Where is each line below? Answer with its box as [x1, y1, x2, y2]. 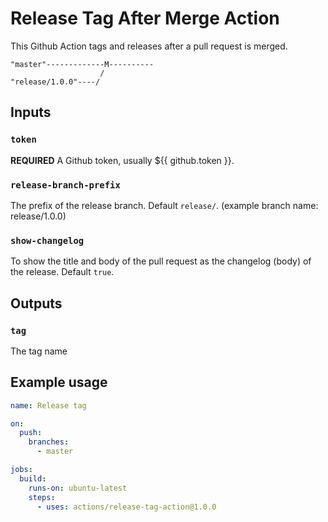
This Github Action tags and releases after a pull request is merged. [10, 40, 288, 52]
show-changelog [10, 235, 85, 246]
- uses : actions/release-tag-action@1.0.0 [36, 502, 217, 512]
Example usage [10, 374, 108, 391]
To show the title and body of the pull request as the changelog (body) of [10, 255, 312, 267]
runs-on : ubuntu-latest [28, 483, 128, 493]
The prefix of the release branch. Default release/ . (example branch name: [10, 199, 319, 211]
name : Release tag [10, 400, 87, 411]
